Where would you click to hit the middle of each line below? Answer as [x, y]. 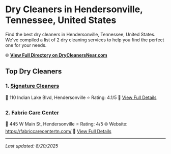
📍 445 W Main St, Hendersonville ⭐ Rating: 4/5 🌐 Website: [66, 124]
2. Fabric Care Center [32, 112]
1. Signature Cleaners [32, 86]
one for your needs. [26, 45]
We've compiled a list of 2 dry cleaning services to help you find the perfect [85, 40]
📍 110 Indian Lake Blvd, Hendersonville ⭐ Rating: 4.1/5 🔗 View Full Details [81, 97]
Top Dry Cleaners [34, 72]
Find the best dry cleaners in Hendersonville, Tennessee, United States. [80, 34]
